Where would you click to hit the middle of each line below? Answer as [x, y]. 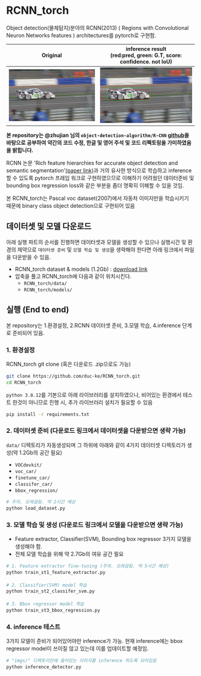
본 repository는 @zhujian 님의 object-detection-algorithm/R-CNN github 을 [98, 135]
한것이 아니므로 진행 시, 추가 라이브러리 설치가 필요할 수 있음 [83, 402]
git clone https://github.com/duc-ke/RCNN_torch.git [73, 376]
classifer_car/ [34, 484]
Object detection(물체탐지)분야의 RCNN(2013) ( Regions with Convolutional [98, 28]
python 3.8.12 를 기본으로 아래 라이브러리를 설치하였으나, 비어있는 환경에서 [94, 394]
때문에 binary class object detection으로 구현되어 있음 [71, 205]
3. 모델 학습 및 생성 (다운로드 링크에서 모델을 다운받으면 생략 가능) [95, 525]
